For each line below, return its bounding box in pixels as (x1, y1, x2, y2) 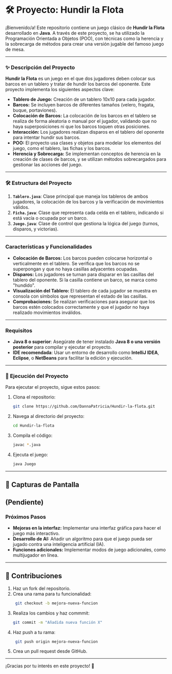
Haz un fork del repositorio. (12, 585, 71, 592)
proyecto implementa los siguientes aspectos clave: (5, 87, 115, 93)
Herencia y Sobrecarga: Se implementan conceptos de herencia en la (12, 151, 161, 157)
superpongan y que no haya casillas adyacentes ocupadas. (12, 266, 138, 272)
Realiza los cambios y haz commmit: (12, 610, 90, 616)
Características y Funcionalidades (5, 243, 92, 250)
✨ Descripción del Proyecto (5, 64, 75, 71)
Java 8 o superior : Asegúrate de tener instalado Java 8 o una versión (12, 339, 160, 345)
